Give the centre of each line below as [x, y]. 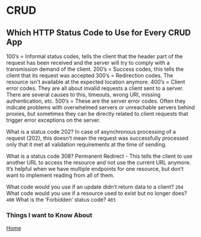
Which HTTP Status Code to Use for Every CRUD [98, 33]
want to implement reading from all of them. [61, 175]
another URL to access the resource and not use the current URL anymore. [99, 162]
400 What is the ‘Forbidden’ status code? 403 [61, 199]
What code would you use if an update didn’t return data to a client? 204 [95, 187]
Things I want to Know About [49, 215]
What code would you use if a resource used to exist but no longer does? [97, 193]
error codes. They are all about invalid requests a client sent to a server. [95, 88]
